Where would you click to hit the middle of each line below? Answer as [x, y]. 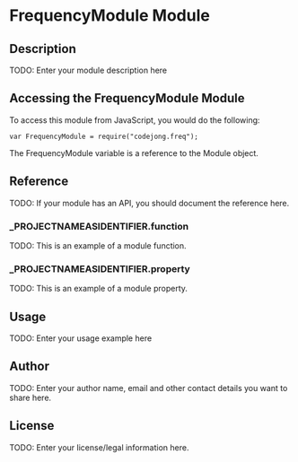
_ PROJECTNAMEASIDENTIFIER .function [99, 226]
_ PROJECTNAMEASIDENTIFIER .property [100, 268]
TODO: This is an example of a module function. [98, 245]
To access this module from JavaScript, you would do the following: [135, 120]
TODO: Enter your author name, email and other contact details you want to [149, 388]
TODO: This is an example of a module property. [99, 289]
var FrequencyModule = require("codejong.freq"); [104, 136]
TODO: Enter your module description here [88, 70]
